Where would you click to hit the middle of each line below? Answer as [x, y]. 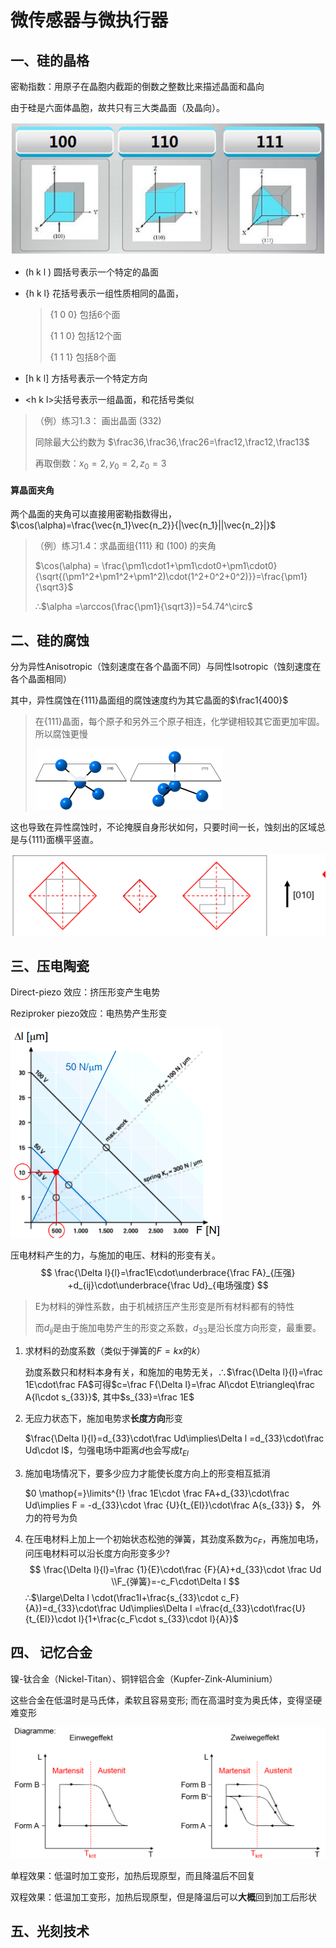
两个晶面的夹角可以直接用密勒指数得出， [93, 514]
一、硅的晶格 [50, 60]
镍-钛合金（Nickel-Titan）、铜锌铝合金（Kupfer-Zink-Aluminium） [144, 1678]
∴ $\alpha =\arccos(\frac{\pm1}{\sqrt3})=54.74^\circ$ [143, 607]
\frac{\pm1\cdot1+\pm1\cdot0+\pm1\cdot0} [189, 566]
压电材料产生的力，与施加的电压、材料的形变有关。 [115, 1255]
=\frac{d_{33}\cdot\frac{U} [250, 1608]
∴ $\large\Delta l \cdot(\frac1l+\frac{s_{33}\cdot [121, 1597]
